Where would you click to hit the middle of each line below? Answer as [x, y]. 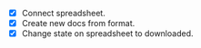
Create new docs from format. [78, 24]
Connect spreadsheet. [63, 13]
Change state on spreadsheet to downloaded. [107, 34]
